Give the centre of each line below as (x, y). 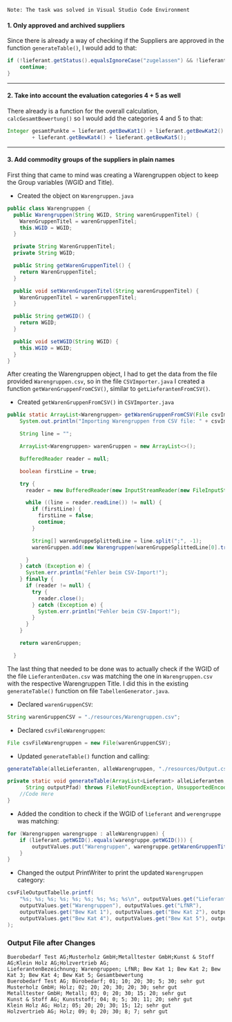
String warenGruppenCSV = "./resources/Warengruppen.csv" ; (94, 717)
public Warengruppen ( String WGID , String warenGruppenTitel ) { (106, 215)
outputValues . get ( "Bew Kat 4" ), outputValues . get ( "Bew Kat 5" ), (114, 918)
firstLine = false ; (66, 515)
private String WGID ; (45, 253)
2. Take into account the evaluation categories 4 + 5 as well (94, 95)
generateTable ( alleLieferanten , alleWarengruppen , (81, 769)
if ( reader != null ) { (58, 586)
